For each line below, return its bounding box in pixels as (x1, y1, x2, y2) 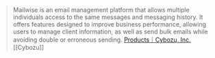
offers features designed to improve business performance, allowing (12, 20, 207, 28)
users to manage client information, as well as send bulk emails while (12, 27, 208, 35)
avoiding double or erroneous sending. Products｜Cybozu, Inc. (12, 35, 191, 44)
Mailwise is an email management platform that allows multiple (12, 6, 190, 14)
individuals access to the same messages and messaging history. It (12, 13, 203, 21)
